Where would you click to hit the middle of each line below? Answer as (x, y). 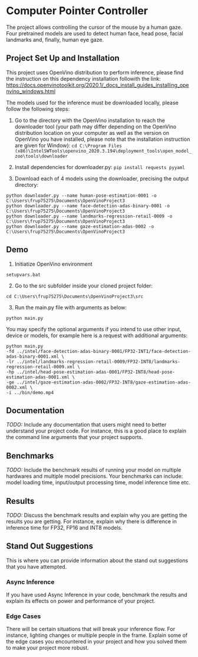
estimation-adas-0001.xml (38, 377)
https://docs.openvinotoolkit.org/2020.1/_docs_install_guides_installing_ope (98, 85)
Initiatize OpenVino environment (53, 264)
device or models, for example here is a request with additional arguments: (97, 335)
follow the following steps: (38, 109)
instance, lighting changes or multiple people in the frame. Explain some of (97, 635)
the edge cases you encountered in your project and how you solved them (96, 642)
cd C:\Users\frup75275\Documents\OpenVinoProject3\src (75, 296)
